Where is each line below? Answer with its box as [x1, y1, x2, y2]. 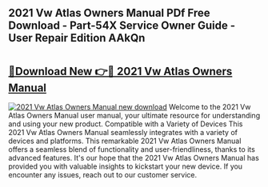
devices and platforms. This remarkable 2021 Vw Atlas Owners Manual [8, 136, 242, 145]
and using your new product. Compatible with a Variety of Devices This [8, 119, 243, 129]
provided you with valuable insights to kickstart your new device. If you [8, 161, 242, 171]
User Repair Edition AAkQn [8, 31, 146, 45]
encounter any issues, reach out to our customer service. [8, 170, 198, 179]
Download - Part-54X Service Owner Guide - [8, 19, 236, 33]
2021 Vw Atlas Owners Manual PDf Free [8, 6, 210, 20]
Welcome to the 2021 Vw [168, 102, 251, 111]
